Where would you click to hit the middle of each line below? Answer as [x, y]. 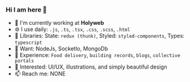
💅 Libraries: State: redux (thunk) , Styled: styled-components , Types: [100, 36]
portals [24, 61]
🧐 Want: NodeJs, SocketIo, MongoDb [61, 49]
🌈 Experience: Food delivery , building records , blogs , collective [97, 55]
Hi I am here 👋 [26, 10]
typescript [28, 43]
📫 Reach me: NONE [40, 74]
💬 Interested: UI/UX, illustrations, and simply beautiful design [91, 67]
